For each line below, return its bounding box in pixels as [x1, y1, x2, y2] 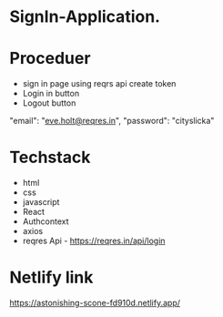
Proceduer [9, 48, 91, 69]
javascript [22, 197, 60, 208]
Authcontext [22, 216, 70, 227]
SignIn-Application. [9, 6, 161, 27]
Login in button [22, 88, 80, 99]
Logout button [22, 97, 76, 108]
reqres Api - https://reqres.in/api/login [22, 235, 166, 247]
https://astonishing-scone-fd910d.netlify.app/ [9, 298, 180, 308]
